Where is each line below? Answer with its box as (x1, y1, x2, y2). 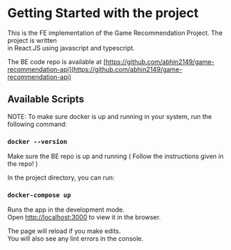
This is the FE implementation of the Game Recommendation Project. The (7, 28, 223, 37)
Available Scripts (7, 93, 84, 105)
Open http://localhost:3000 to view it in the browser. (7, 213, 161, 222)
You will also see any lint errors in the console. (7, 234, 144, 243)
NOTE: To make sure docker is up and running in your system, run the (7, 112, 212, 120)
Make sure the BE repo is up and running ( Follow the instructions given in (7, 152, 224, 161)
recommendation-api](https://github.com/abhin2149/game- (7, 65, 183, 73)
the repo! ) (7, 160, 38, 168)
